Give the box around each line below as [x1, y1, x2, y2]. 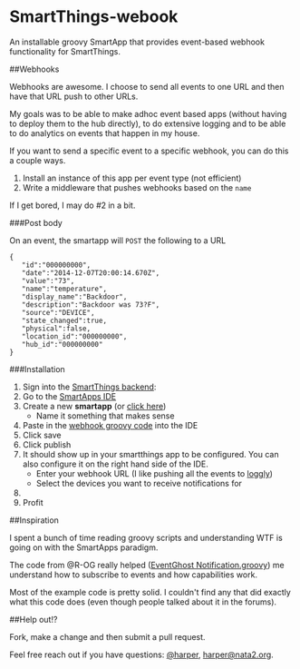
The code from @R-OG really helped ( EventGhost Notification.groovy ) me [9, 559, 285, 570]
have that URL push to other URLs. [9, 91, 139, 102]
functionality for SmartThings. [9, 45, 121, 56]
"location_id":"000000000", [21, 331, 128, 341]
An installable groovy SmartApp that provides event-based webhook [9, 36, 266, 47]
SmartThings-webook [9, 6, 179, 27]
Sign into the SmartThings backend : [22, 381, 157, 392]
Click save [22, 429, 62, 440]
